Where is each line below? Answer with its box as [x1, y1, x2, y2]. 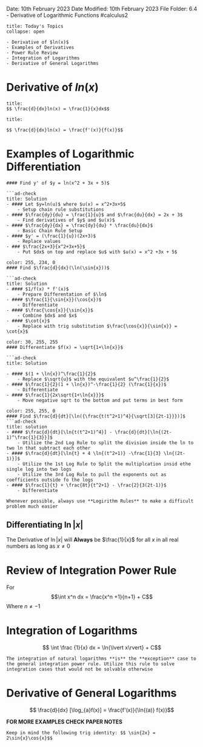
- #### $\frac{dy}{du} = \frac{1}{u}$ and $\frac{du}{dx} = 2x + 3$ [6, 211, 183, 217]
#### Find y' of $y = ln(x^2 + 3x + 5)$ [6, 180, 110, 186]
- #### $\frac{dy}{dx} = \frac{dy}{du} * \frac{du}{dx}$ [6, 222, 153, 228]
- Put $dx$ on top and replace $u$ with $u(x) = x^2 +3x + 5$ [17, 248, 178, 255]
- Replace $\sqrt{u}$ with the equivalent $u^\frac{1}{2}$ [17, 376, 170, 382]
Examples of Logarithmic [6, 147, 135, 161]
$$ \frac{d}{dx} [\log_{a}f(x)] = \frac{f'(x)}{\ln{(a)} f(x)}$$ [29, 706, 175, 714]
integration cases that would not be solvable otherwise [6, 666, 153, 672]
